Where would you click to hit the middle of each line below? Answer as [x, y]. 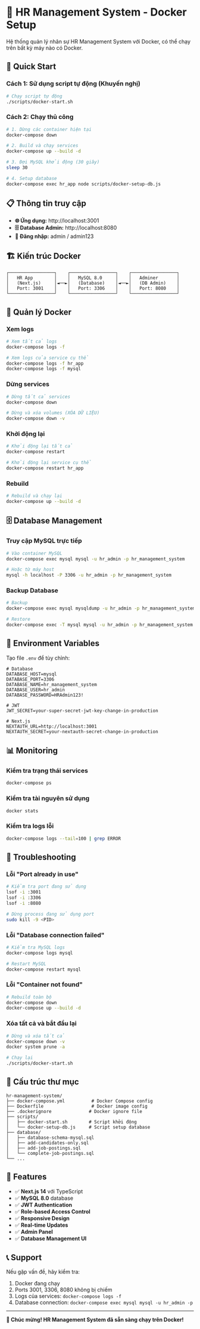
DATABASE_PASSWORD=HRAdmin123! [45, 695]
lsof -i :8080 [24, 903]
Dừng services [28, 384]
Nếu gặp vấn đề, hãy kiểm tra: [43, 1272]
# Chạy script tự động [34, 96]
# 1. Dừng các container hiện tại [49, 129]
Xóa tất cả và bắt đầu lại [41, 1023]
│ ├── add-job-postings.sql [44, 1148]
